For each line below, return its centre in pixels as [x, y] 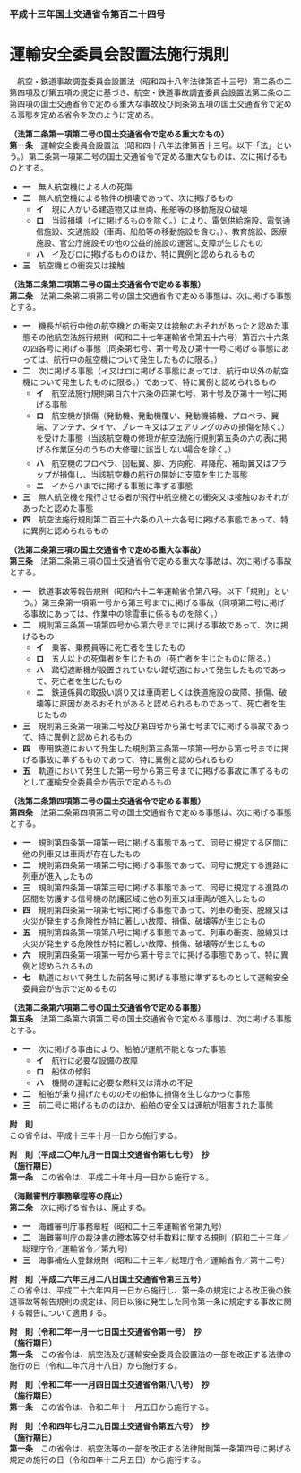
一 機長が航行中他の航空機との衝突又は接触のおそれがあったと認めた [152, 326]
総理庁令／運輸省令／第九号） [77, 1249]
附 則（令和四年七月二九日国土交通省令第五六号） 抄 [109, 1425]
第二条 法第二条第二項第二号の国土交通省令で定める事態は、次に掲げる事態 [150, 295]
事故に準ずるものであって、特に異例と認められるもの [136, 759]
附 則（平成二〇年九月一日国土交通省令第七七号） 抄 [109, 1154]
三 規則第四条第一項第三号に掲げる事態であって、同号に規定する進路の [155, 887]
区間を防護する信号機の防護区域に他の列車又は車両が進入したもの [144, 899]
